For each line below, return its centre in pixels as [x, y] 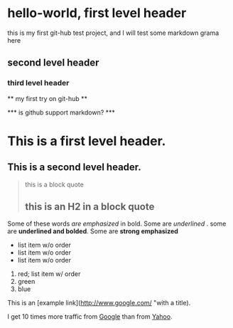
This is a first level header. [87, 141]
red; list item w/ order [49, 274]
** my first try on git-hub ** [47, 98]
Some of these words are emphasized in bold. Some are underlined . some [117, 224]
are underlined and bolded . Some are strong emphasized [93, 231]
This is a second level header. [75, 168]
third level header [38, 83]
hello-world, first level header [97, 13]
